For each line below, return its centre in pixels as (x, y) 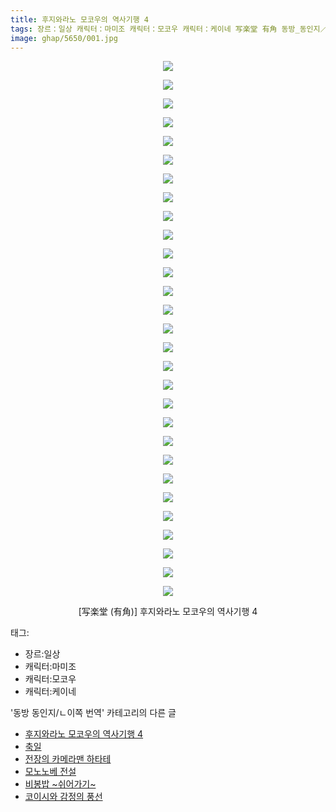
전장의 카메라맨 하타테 (68, 759)
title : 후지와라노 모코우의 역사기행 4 (79, 19)
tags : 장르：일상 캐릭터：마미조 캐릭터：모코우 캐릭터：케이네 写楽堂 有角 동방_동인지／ (169, 29)
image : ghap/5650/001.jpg (64, 38)
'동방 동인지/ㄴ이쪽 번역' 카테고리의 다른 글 (93, 713)
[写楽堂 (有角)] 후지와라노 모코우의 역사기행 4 (168, 612)
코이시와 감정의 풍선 (63, 797)
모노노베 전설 (50, 772)
